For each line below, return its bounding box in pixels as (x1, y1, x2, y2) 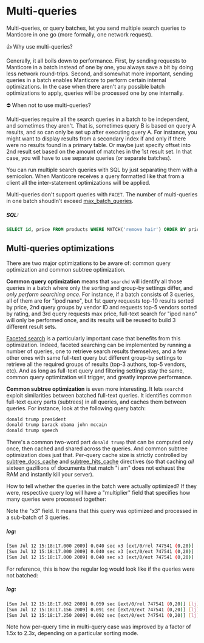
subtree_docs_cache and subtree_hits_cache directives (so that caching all (6, 458, 194, 466)
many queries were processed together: (6, 495, 107, 503)
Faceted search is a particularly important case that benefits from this (6, 334, 181, 342)
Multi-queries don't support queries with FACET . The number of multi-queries (6, 190, 198, 198)
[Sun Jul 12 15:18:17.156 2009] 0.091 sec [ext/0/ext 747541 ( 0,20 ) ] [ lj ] (6, 607, 200, 613)
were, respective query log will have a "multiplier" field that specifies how (6, 489, 191, 497)
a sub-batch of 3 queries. (6, 514, 70, 521)
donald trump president (6, 416, 67, 422)
